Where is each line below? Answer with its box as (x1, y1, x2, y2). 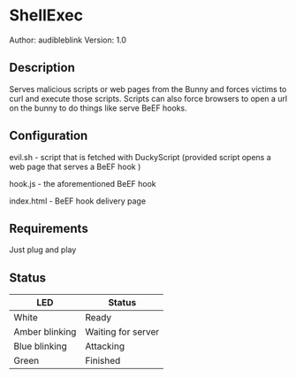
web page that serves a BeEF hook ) (9, 161, 141, 172)
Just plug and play (9, 244, 77, 255)
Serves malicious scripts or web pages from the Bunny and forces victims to (9, 83, 287, 94)
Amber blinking (13, 326, 77, 338)
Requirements (9, 220, 88, 235)
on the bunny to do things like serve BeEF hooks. (9, 103, 187, 113)
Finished (85, 355, 121, 367)
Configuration (9, 128, 88, 143)
